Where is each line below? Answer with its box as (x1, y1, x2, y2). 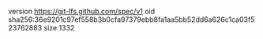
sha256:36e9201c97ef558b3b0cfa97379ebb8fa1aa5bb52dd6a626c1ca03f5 (8, 15, 255, 24)
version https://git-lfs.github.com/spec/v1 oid (8, 7, 156, 16)
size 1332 (43, 23, 75, 32)
